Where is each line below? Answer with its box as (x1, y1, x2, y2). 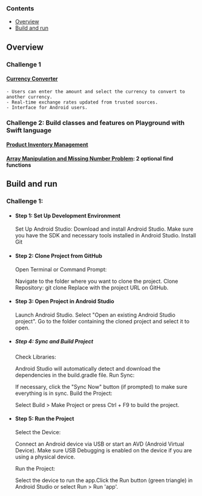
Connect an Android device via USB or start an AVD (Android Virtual (15, 440, 184, 448)
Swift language (6, 126, 51, 134)
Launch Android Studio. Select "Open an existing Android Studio (15, 311, 175, 319)
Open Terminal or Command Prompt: (15, 265, 107, 273)
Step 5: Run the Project (15, 415, 74, 422)
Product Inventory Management (6, 141, 89, 148)
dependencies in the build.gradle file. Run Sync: (15, 371, 135, 379)
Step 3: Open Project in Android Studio (15, 298, 115, 305)
